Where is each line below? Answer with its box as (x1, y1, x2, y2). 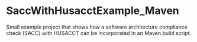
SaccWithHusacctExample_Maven (6, 4, 179, 17)
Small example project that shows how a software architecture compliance (6, 23, 188, 30)
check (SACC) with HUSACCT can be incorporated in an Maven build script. (6, 29, 191, 36)
